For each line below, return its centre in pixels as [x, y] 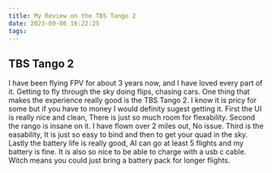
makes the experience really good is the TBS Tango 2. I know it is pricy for [133, 100]
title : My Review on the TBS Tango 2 [72, 16]
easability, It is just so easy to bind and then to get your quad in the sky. [128, 135]
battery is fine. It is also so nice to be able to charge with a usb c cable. [127, 152]
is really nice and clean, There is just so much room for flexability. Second [132, 117]
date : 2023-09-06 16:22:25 [54, 23]
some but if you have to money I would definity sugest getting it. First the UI [135, 109]
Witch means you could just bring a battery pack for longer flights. [119, 160]
